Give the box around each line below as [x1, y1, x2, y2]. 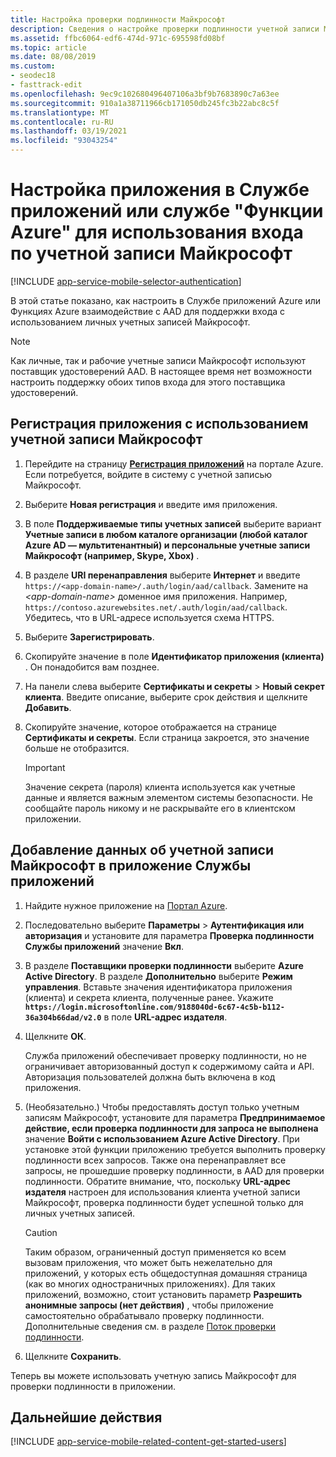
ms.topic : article [10, 42, 87, 53]
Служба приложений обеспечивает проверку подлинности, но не [24, 1049, 307, 1061]
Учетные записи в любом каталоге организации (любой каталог [24, 528, 308, 540]
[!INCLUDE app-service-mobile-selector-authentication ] [10, 275, 242, 287]
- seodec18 [10, 71, 56, 81]
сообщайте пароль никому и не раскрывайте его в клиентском [24, 802, 296, 814]
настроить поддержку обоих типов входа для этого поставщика [10, 376, 286, 388]
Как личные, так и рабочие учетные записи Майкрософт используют [10, 354, 307, 366]
